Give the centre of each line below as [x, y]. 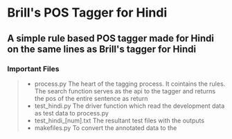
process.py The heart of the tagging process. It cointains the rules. [130, 84]
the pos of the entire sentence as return [91, 98]
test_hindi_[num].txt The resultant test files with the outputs [119, 120]
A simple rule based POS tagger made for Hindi [111, 38]
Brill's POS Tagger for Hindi [87, 13]
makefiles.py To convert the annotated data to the [106, 128]
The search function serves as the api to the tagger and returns [125, 91]
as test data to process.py [72, 113]
